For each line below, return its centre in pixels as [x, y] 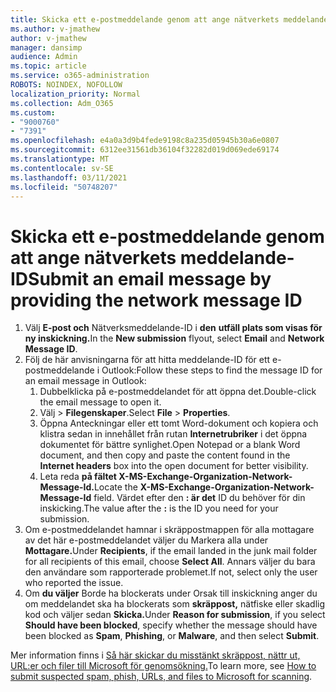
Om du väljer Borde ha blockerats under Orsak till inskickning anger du [171, 593]
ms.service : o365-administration [80, 76]
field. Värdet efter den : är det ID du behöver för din [199, 498]
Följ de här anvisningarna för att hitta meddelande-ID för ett [147, 360]
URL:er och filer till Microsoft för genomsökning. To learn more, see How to [163, 666]
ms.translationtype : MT [60, 159]
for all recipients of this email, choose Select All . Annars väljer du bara [170, 562]
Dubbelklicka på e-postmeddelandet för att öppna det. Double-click [178, 392]
